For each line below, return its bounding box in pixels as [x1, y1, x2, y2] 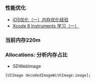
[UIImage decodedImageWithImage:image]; [5, 72, 91, 78]
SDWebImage [12, 63, 41, 69]
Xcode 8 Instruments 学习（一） [12, 23, 79, 29]
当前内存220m [5, 36, 41, 43]
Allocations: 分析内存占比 [5, 51, 68, 58]
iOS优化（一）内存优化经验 [12, 16, 69, 23]
